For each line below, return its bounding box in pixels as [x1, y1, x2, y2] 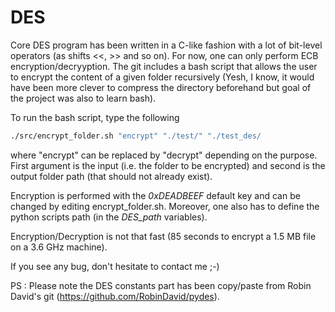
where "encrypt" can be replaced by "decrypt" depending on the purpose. [10, 149, 318, 161]
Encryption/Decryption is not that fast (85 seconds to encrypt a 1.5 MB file [10, 230, 317, 242]
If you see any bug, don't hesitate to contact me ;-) [10, 260, 220, 272]
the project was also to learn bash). [10, 92, 157, 104]
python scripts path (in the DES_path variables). [10, 211, 208, 223]
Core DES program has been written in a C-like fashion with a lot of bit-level [10, 39, 323, 51]
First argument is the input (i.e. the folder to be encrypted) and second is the [10, 159, 326, 171]
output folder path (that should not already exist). [10, 170, 213, 182]
